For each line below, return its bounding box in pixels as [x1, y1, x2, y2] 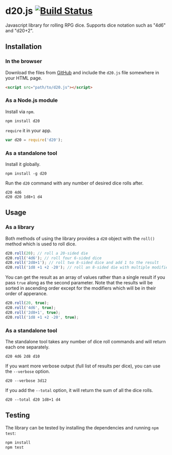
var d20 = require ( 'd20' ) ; [5, 137, 63, 142]
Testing [5, 411, 30, 420]
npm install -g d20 [5, 171, 47, 176]
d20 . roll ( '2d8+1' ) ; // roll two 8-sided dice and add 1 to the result [5, 260, 159, 265]
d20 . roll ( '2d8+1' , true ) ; [5, 310, 60, 315]
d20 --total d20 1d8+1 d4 [5, 397, 60, 402]
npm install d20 [5, 118, 40, 123]
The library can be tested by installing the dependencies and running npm [5, 424, 159, 430]
